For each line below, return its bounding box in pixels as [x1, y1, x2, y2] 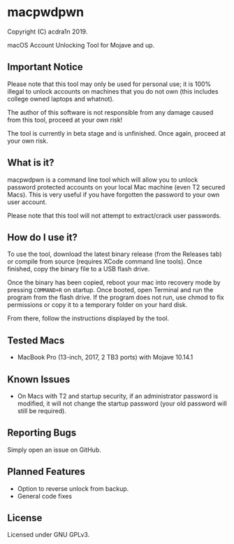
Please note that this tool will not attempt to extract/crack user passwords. [7, 211, 221, 220]
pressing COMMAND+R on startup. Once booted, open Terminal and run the [7, 286, 214, 294]
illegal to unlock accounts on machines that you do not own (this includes [7, 87, 219, 95]
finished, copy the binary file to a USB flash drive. [7, 265, 150, 273]
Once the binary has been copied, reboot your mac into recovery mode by [7, 278, 221, 287]
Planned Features [7, 466, 86, 478]
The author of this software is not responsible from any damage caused [7, 108, 214, 116]
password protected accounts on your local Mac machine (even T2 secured [7, 182, 226, 191]
